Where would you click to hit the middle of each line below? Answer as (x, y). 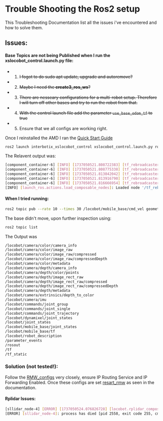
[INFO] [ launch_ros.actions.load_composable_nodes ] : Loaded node (72, 188)
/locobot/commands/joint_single (38, 309)
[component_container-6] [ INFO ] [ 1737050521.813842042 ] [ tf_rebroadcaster (82, 174)
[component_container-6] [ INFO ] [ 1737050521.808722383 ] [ (65, 165)
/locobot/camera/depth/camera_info (41, 268)
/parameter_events (24, 340)
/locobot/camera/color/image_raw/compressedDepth (56, 259)
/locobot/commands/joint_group (37, 304)
